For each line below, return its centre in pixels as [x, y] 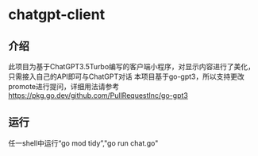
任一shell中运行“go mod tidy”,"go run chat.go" [83, 143]
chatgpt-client [57, 15]
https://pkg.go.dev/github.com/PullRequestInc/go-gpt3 [98, 96]
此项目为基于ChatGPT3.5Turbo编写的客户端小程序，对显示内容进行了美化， [132, 66]
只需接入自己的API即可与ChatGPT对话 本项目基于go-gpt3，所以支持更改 [126, 76]
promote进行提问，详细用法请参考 [64, 86]
